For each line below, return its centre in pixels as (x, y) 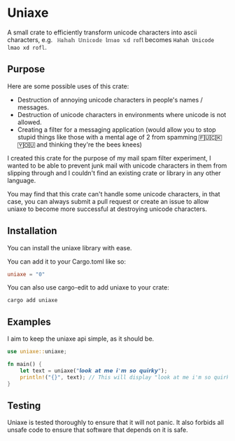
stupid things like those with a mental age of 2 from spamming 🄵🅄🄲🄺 (120, 137)
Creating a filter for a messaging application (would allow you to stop (116, 129)
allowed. (29, 122)
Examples (29, 321)
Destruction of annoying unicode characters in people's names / (110, 100)
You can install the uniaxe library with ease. (70, 247)
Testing (24, 406)
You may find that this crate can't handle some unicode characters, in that (114, 194)
